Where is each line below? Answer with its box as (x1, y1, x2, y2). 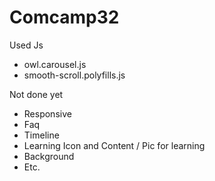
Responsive (23, 107, 72, 120)
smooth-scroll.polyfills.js (23, 69, 126, 81)
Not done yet (9, 88, 64, 100)
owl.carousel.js (23, 58, 87, 70)
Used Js (9, 39, 44, 51)
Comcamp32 (9, 6, 120, 29)
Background (23, 150, 75, 162)
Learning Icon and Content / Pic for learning (23, 139, 206, 151)
